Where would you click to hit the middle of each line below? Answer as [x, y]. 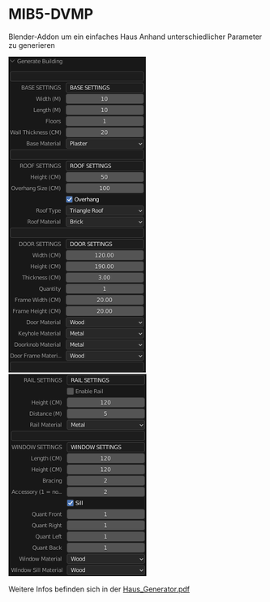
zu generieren [32, 45]
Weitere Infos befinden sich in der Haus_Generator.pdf [99, 589]
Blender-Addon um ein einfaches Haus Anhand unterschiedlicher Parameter [135, 37]
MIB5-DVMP [51, 14]
